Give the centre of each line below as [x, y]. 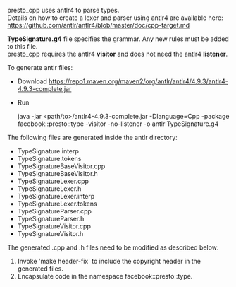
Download [32, 81]
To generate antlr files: [40, 68]
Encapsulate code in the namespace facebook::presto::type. [105, 276]
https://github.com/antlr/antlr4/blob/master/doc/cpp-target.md [99, 25]
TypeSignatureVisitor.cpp [54, 226]
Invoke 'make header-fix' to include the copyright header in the [109, 261]
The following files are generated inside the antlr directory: [92, 137]
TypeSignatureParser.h [51, 219]
